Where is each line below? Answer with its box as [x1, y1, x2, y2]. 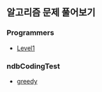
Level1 [16, 44, 36, 52]
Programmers [6, 28, 54, 38]
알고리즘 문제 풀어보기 [6, 6, 96, 19]
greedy [16, 77, 38, 85]
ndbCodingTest [6, 61, 60, 71]
